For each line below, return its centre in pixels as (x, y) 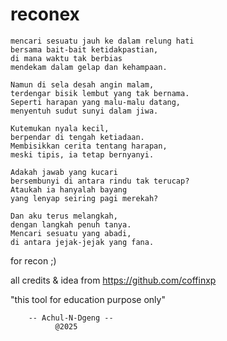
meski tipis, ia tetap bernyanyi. (82, 154)
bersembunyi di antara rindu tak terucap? (100, 181)
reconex (45, 14)
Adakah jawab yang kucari (64, 172)
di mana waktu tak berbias (66, 58)
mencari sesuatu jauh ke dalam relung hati (102, 41)
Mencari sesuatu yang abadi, (71, 233)
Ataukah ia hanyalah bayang (69, 189)
